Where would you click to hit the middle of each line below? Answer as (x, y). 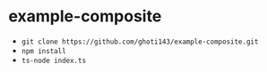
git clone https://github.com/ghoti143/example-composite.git (140, 42)
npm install (43, 51)
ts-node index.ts (54, 60)
